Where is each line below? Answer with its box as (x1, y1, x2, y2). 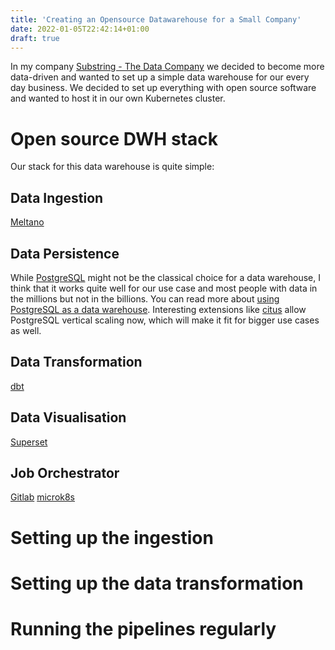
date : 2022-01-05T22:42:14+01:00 (10, 24, 150, 34)
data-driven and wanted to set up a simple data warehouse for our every (10, 71, 310, 83)
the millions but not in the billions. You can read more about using (10, 292, 280, 305)
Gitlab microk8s (10, 491, 76, 503)
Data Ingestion (10, 189, 104, 206)
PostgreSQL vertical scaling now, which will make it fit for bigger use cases (10, 314, 320, 326)
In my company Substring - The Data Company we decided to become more (10, 61, 325, 73)
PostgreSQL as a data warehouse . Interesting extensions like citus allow (10, 303, 307, 315)
